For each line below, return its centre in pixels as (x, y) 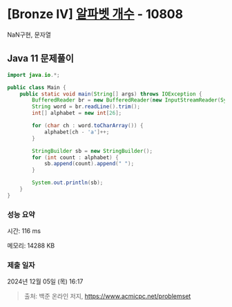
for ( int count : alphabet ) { (75, 157)
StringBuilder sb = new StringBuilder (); (93, 151)
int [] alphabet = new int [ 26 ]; (77, 113)
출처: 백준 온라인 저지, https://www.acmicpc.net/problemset (107, 296)
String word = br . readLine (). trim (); (86, 107)
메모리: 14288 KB (31, 245)
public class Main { (37, 87)
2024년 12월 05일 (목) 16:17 (45, 281)
